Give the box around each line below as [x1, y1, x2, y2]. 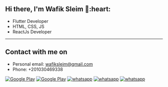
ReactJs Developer [12, 28, 52, 35]
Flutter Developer [12, 18, 48, 24]
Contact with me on [5, 48, 67, 56]
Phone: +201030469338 [12, 66, 63, 72]
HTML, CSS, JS [12, 23, 44, 29]
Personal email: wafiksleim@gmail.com [12, 61, 93, 67]
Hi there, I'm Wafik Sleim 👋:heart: [5, 5, 111, 13]
